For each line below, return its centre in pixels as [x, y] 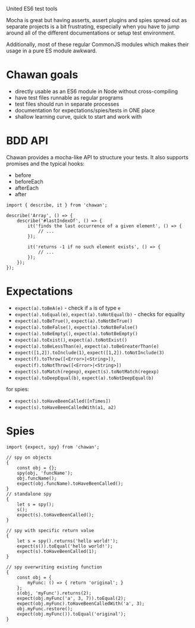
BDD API [27, 141]
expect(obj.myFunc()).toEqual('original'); [72, 614]
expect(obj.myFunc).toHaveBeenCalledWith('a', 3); [81, 604]
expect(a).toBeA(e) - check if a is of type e [67, 308]
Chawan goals [42, 75]
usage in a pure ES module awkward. [51, 51]
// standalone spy [29, 494]
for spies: [18, 389]
